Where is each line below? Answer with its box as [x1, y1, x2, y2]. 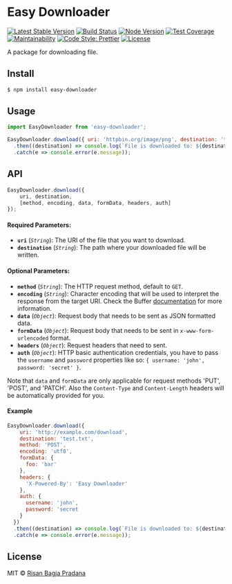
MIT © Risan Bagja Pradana [7, 569, 86, 578]
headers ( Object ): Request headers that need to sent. [17, 340, 168, 349]
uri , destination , [19, 193, 72, 200]
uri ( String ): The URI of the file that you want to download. [17, 236, 186, 244]
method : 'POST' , [19, 441, 67, 448]
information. [17, 304, 52, 312]
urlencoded [17, 335, 49, 342]
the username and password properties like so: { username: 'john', [17, 356, 205, 364]
